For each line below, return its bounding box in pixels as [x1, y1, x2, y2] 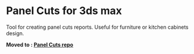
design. [6, 29, 25, 36]
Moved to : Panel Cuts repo [6, 41, 73, 48]
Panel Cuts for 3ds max [6, 4, 122, 18]
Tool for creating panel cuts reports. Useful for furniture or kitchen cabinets [6, 23, 189, 31]
